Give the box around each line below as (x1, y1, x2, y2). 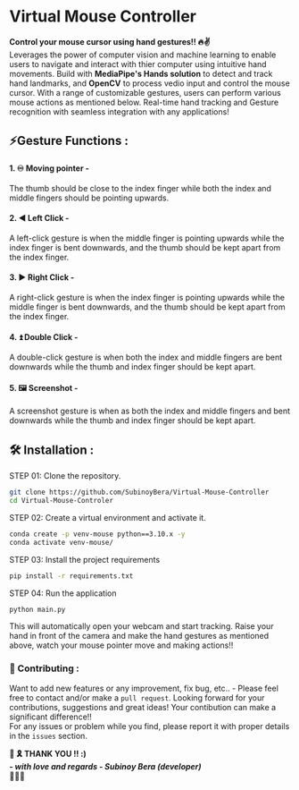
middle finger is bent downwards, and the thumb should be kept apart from (9, 302, 286, 312)
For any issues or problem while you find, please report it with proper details (9, 720, 290, 731)
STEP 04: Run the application (9, 588, 117, 599)
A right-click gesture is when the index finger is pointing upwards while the (9, 292, 286, 302)
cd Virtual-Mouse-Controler (9, 497, 114, 505)
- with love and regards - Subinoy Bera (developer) (9, 760, 202, 771)
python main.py (9, 605, 66, 614)
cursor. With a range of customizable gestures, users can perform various (9, 87, 281, 98)
